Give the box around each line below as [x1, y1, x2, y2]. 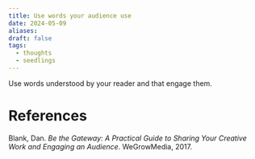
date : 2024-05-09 [8, 19, 67, 27]
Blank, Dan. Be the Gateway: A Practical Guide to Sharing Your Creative [8, 133, 248, 143]
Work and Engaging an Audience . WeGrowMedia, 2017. [8, 141, 192, 151]
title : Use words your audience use [8, 11, 132, 20]
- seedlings [15, 57, 56, 65]
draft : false [8, 34, 52, 43]
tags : [8, 42, 27, 50]
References [8, 107, 87, 125]
